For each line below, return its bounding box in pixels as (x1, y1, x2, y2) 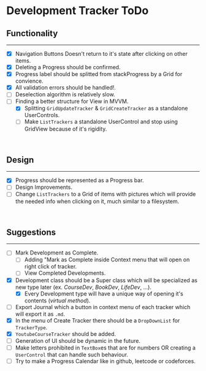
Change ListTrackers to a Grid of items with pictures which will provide (15, 191, 196, 198)
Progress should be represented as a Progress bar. (15, 177, 144, 184)
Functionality (6, 28, 58, 39)
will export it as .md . (15, 310, 66, 318)
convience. (15, 77, 44, 85)
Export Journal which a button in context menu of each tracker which (15, 303, 191, 310)
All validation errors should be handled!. (15, 84, 116, 91)
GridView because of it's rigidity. (24, 125, 107, 132)
